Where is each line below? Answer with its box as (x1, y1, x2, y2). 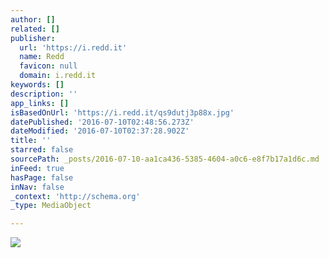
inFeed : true (10, 163, 65, 173)
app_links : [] (10, 98, 70, 108)
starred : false (10, 145, 74, 155)
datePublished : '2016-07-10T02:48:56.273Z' (10, 117, 195, 127)
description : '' (10, 89, 78, 99)
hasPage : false (10, 172, 74, 183)
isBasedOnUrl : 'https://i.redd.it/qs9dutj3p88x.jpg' (10, 107, 235, 118)
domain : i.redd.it (19, 71, 97, 81)
